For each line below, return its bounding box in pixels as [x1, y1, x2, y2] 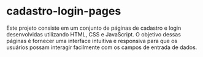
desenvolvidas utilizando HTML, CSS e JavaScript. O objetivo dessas [6, 30, 181, 38]
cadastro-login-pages [6, 4, 121, 18]
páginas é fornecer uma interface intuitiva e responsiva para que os [6, 37, 178, 44]
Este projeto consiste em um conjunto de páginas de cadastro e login [6, 24, 182, 32]
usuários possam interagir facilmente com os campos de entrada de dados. [6, 44, 197, 51]
